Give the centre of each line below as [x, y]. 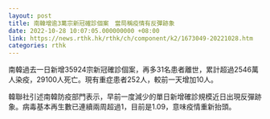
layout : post [30, 16]
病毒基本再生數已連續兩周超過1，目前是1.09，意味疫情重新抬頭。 [129, 107]
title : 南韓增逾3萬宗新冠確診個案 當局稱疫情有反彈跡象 [92, 23]
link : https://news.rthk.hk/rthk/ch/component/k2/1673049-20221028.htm [131, 38]
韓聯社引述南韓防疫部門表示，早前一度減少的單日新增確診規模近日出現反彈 [131, 96]
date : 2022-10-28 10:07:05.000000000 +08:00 [84, 31]
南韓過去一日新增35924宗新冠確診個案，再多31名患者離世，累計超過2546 [130, 70]
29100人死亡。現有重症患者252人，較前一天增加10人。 [127, 80]
